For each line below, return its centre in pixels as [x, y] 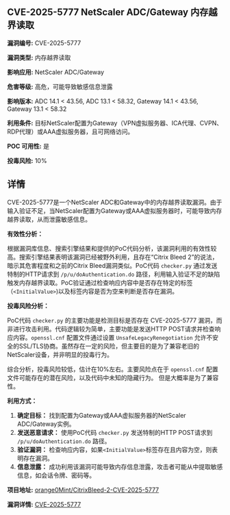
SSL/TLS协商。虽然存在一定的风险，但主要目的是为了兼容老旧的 [109, 346]
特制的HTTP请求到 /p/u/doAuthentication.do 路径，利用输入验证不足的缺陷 [114, 274]
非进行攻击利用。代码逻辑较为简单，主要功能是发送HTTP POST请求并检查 [111, 329]
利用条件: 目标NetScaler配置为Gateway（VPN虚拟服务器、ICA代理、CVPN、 [115, 123]
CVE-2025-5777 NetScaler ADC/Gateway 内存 [108, 12]
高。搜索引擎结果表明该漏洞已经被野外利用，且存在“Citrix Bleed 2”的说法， [113, 257]
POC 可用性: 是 [28, 146]
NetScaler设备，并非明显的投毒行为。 [60, 354]
